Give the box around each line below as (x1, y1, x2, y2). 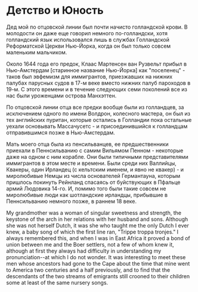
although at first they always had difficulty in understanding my (6, 247, 162, 254)
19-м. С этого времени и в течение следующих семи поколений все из (6, 85, 188, 93)
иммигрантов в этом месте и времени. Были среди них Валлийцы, (6, 159, 177, 167)
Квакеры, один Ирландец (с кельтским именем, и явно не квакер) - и (6, 165, 184, 173)
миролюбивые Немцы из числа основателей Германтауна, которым (6, 172, 181, 179)
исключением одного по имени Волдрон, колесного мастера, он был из (6, 110, 191, 117)
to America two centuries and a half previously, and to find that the (6, 266, 171, 273)
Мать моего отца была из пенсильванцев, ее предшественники (6, 140, 169, 147)
